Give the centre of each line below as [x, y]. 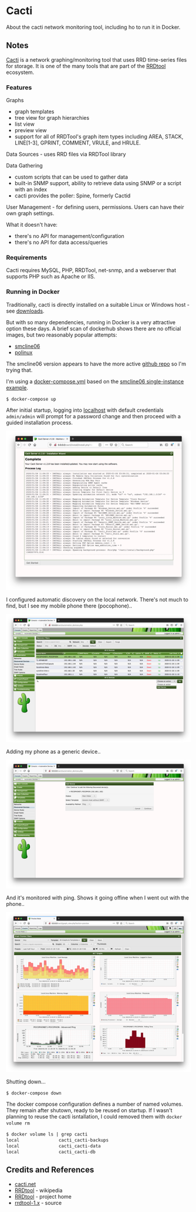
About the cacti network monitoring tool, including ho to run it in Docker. [93, 27]
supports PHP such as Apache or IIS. [51, 277]
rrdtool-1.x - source [38, 1203]
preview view [31, 130]
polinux [23, 352]
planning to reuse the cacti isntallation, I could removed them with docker [94, 1116]
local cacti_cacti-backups [58, 1140]
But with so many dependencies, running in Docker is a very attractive [91, 322]
